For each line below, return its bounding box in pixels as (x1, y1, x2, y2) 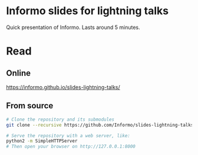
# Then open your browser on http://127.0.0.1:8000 (6, 144, 136, 150)
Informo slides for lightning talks (6, 4, 169, 18)
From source (6, 101, 54, 111)
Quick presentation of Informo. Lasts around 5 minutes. (6, 24, 140, 31)
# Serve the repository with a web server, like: (6, 133, 131, 138)
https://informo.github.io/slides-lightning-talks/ (6, 83, 121, 91)
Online (6, 68, 31, 78)
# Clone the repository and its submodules (6, 117, 115, 122)
